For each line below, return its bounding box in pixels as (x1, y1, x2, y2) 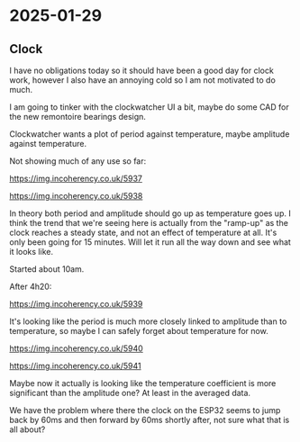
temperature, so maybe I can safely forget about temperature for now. (9, 326, 268, 336)
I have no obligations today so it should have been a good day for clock (9, 65, 275, 76)
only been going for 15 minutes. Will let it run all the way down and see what (9, 237, 291, 248)
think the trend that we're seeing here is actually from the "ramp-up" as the (9, 218, 288, 228)
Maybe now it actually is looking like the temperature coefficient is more (9, 378, 277, 388)
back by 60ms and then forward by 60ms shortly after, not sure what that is (9, 415, 290, 425)
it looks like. (9, 247, 54, 257)
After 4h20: (9, 281, 52, 292)
